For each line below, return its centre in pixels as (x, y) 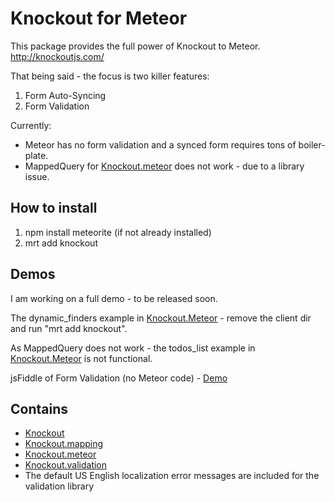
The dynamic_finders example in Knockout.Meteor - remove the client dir (161, 318)
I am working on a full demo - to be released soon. (114, 298)
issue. (37, 176)
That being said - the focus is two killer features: (110, 76)
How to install (54, 208)
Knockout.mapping (64, 444)
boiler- (312, 144)
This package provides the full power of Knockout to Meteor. (135, 46)
